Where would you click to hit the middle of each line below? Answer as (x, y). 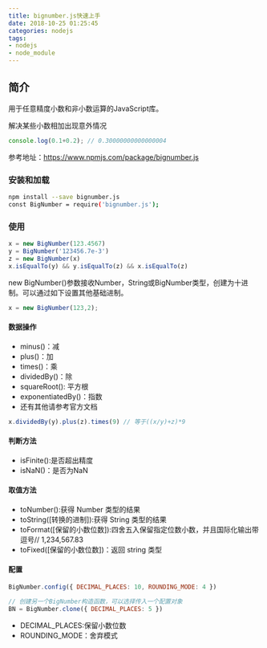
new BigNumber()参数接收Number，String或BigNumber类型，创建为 (121, 283)
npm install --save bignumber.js (64, 197)
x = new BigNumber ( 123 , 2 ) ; (53, 308)
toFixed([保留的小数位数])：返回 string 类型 (91, 549)
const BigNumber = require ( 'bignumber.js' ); (84, 204)
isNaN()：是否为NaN (54, 470)
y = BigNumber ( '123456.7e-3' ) (59, 251)
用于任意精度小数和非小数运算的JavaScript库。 (86, 108)
